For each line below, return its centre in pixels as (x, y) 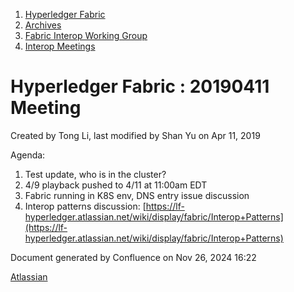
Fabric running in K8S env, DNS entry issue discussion (137, 195)
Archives (43, 25)
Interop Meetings (60, 46)
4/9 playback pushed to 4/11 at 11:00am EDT (116, 185)
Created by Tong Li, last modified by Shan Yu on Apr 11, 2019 (135, 135)
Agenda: (28, 155)
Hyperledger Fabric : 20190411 (140, 86)
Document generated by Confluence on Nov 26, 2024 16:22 (133, 257)
